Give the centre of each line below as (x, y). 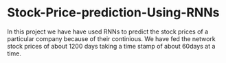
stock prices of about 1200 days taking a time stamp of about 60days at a (111, 46)
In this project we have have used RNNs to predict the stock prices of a (108, 32)
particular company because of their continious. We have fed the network (112, 38)
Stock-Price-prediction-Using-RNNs (113, 13)
